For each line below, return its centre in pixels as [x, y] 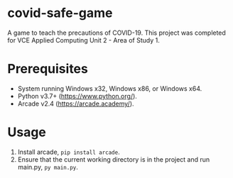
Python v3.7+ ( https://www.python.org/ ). [77, 96]
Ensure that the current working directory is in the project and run [114, 159]
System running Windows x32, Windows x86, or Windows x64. [110, 88]
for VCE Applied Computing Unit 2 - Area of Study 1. [83, 40]
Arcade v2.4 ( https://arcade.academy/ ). [76, 104]
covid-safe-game [60, 13]
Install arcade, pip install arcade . [69, 152]
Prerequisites [48, 69]
